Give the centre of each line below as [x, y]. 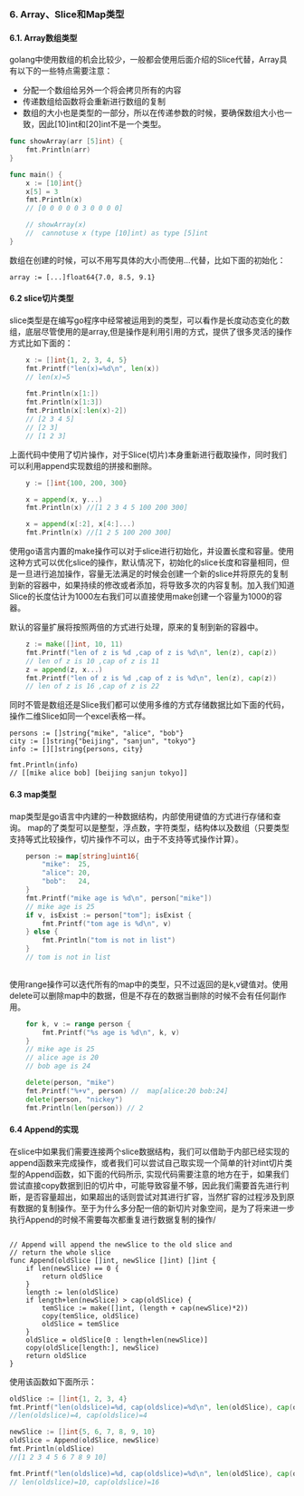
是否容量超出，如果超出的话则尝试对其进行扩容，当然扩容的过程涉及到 [156, 1197]
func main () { [36, 174]
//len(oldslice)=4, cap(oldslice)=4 [78, 1416]
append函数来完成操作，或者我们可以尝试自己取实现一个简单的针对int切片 [147, 1162]
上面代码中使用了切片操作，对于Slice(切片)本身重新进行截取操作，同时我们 [148, 455]
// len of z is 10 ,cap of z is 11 [93, 661]
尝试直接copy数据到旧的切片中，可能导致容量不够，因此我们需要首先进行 [146, 1185]
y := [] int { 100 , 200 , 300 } [76, 483]
